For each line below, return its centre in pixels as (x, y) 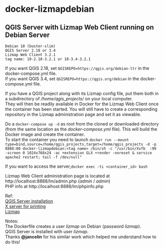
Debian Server (27, 35)
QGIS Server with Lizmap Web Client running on (80, 27)
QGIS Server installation (29, 201)
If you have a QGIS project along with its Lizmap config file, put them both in (82, 93)
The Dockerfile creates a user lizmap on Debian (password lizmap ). (73, 226)
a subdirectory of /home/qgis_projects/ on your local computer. (69, 99)
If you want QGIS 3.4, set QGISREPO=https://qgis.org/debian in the (72, 79)
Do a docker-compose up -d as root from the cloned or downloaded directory (82, 124)
